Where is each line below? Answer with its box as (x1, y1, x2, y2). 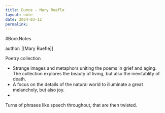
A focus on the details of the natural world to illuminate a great (12, 81, 143, 88)
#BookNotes (5, 36, 31, 42)
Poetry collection (5, 55, 41, 62)
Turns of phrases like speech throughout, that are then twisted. (5, 102, 137, 108)
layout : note (5, 12, 33, 17)
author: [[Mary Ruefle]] (5, 45, 53, 51)
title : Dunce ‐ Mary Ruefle (5, 7, 65, 13)
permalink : (5, 21, 28, 27)
